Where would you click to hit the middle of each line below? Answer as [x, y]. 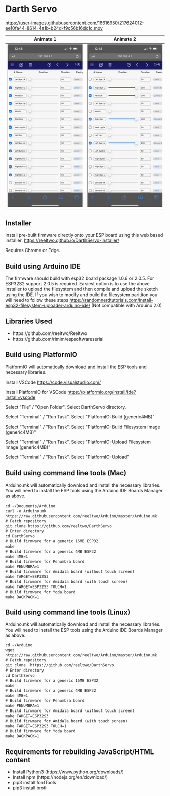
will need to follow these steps [37, 300]
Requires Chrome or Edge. [33, 250]
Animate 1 [45, 39]
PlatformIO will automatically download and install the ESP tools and [76, 367]
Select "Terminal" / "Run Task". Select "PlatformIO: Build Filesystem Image [83, 427]
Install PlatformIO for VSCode [36, 392]
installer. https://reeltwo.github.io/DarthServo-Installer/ [62, 240]
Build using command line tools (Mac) [66, 473]
